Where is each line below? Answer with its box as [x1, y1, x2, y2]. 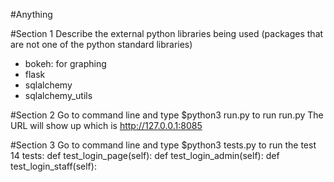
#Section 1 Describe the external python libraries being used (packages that [10, 28, 324, 39]
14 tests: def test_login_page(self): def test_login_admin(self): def [10, 150, 280, 161]
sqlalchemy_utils [24, 90, 93, 101]
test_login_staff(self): [10, 160, 97, 172]
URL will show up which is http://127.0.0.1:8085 [10, 120, 203, 131]
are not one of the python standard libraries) [10, 39, 193, 50]
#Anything [10, 9, 53, 20]
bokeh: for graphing [24, 58, 107, 69]
